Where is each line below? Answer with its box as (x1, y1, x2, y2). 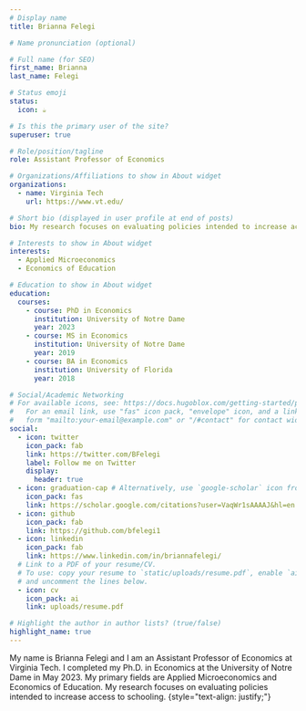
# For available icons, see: (9, 399, 120, 408)
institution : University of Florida (33, 365, 173, 374)
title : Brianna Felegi (9, 22, 96, 31)
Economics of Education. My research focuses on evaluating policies (9, 681, 269, 692)
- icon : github (17, 508, 76, 518)
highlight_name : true (9, 627, 92, 637)
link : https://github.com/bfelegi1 (25, 526, 161, 535)
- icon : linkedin (17, 535, 84, 544)
